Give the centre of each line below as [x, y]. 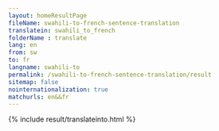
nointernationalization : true [59, 89]
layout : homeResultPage [48, 15]
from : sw [23, 52]
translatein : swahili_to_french [62, 30]
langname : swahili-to [44, 67]
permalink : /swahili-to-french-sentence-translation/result [110, 75]
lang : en [23, 45]
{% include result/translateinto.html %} [72, 119]
